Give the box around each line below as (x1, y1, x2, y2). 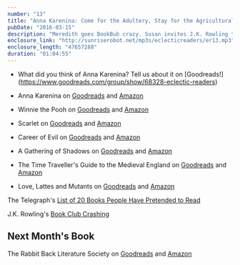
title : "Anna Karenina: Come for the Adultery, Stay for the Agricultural (7, 17, 235, 24)
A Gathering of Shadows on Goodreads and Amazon (17, 146, 173, 155)
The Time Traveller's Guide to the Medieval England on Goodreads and (17, 160, 227, 169)
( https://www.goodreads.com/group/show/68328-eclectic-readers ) (17, 77, 218, 86)
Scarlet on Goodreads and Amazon (17, 119, 121, 127)
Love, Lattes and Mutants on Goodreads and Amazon (17, 181, 175, 190)
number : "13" (7, 10, 46, 18)
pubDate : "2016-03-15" (7, 24, 75, 31)
